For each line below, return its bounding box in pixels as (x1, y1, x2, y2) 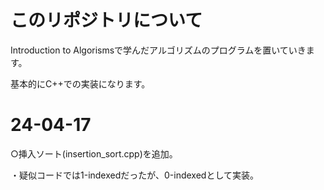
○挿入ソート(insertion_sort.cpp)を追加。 (10, 147, 178, 160)
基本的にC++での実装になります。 (10, 77, 151, 90)
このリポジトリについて (10, 9, 203, 32)
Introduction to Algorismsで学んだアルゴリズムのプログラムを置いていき (10, 44, 307, 56)
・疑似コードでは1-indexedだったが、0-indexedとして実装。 (10, 169, 259, 181)
